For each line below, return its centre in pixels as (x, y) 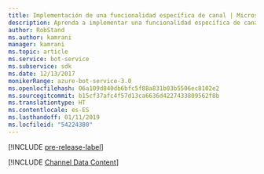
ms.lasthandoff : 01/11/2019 (54, 118)
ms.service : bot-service (49, 60)
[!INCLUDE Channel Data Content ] (64, 162)
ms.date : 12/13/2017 (42, 74)
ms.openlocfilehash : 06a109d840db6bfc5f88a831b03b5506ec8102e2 (114, 88)
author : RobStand (37, 30)
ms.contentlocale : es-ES (49, 111)
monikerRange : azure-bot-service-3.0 (70, 81)
